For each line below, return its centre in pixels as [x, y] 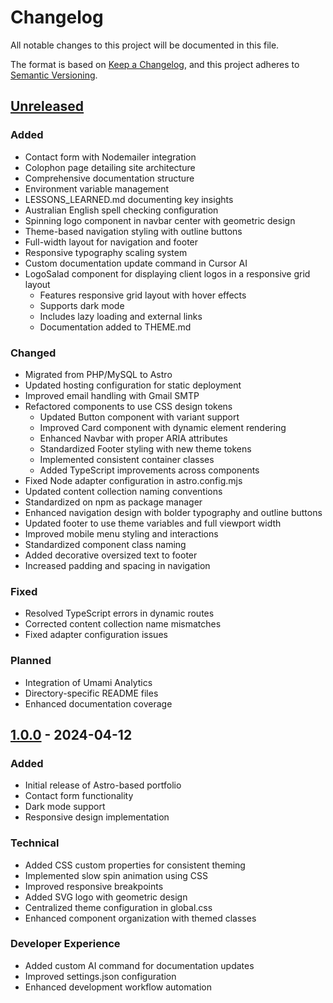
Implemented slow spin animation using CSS [116, 875]
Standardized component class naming [105, 544]
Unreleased [47, 106]
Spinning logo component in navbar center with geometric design [160, 220]
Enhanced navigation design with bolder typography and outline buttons [173, 512]
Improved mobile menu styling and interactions [121, 533]
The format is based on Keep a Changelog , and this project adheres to [155, 64]
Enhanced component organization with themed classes [140, 918]
